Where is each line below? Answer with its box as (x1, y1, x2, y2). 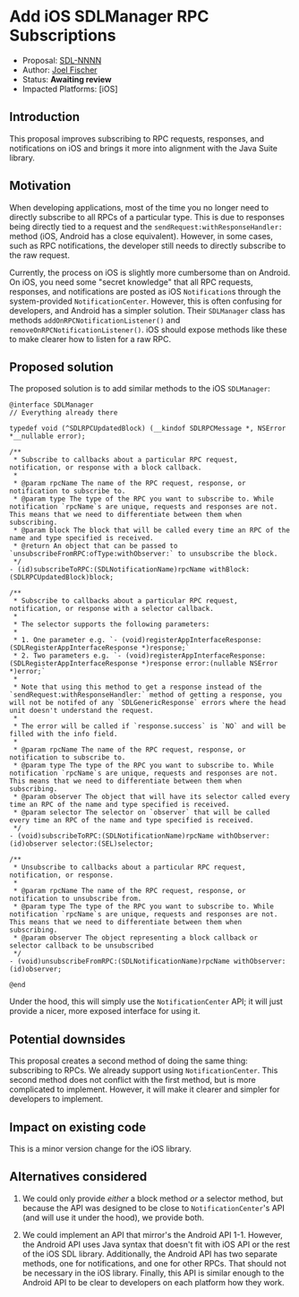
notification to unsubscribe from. (9, 894, 142, 904)
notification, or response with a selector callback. (9, 605, 215, 614)
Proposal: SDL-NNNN (21, 55, 102, 65)
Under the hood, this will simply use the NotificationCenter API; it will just (9, 996, 284, 1007)
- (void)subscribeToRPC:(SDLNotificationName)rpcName (9, 831, 215, 841)
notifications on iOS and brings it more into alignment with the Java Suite (9, 142, 278, 153)
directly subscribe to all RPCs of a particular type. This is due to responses (9, 211, 285, 222)
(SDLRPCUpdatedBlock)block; (9, 573, 115, 582)
